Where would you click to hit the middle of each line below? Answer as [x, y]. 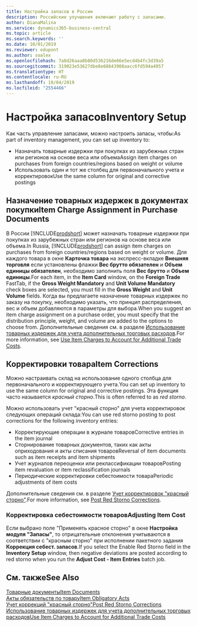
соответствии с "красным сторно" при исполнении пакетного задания [95, 540]
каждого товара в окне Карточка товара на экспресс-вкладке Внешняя [97, 258]
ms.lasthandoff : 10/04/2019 [40, 83]
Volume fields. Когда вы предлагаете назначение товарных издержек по [97, 296]
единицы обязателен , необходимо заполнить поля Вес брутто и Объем [98, 270]
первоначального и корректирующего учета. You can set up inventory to [96, 384]
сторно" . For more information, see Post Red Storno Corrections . [84, 500]
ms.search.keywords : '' [35, 39]
